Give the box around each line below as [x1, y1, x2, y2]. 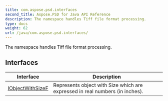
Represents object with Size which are [53, 82, 143, 89]
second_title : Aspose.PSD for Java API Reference [5, 12, 111, 17]
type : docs [5, 21, 28, 26]
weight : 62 [5, 26, 28, 31]
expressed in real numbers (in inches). [53, 88, 143, 95]
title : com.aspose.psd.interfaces [5, 7, 77, 12]
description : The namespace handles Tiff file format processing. [5, 16, 146, 21]
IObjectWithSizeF [7, 85, 48, 92]
